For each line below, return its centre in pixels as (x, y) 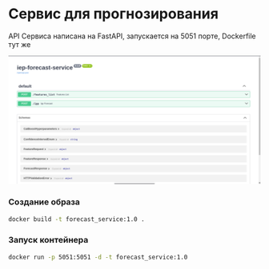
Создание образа (44, 202)
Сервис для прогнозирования (113, 14)
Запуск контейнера (48, 239)
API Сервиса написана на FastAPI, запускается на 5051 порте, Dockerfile (132, 36)
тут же (20, 44)
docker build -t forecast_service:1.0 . (77, 220)
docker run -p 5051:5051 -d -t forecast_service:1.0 (98, 257)
